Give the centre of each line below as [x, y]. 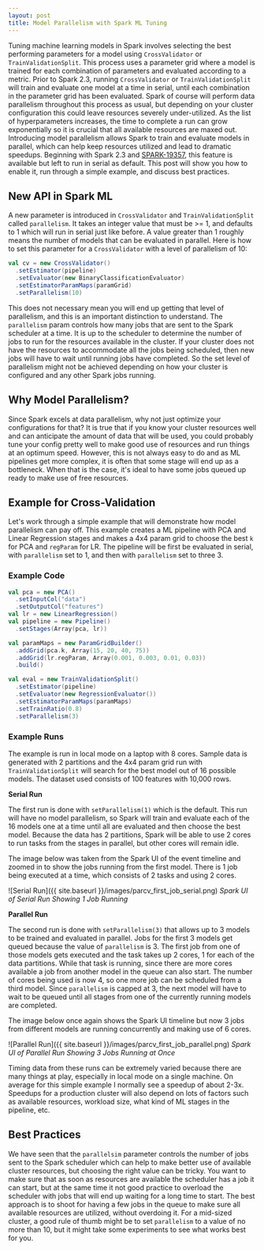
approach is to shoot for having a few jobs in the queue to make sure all [124, 1204]
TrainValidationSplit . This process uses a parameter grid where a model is [132, 62]
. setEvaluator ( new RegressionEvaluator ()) [86, 694]
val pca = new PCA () [42, 592]
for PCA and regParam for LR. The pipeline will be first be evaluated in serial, [131, 547]
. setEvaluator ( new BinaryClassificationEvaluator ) [100, 278]
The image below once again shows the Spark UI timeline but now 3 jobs [126, 1020]
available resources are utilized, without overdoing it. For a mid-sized [120, 1212]
